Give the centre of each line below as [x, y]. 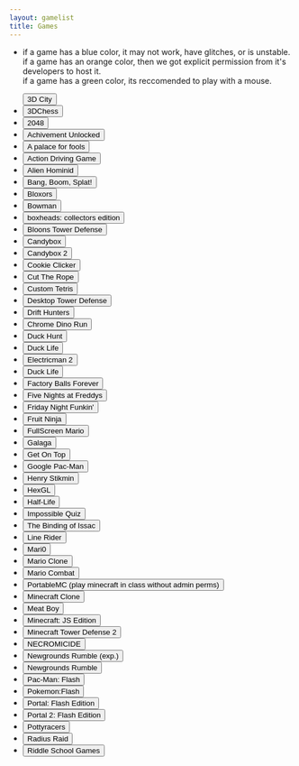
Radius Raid [48, 738]
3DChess [42, 111]
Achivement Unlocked [63, 135]
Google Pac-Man [55, 466]
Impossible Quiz [54, 514]
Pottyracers [46, 727]
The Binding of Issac [61, 526]
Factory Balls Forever [63, 383]
